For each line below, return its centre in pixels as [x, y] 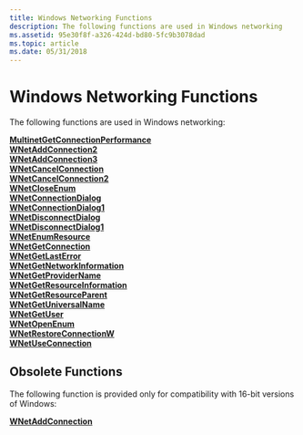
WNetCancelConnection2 [59, 179]
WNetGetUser [36, 315]
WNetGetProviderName [56, 275]
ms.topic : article [44, 43]
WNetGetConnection [50, 246]
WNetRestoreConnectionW [62, 334]
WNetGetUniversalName [57, 305]
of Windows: [33, 403]
